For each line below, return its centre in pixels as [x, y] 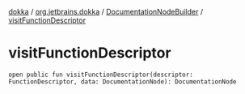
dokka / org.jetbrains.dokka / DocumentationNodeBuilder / [106, 12]
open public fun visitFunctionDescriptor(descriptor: [101, 75]
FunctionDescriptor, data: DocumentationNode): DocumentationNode [122, 81]
